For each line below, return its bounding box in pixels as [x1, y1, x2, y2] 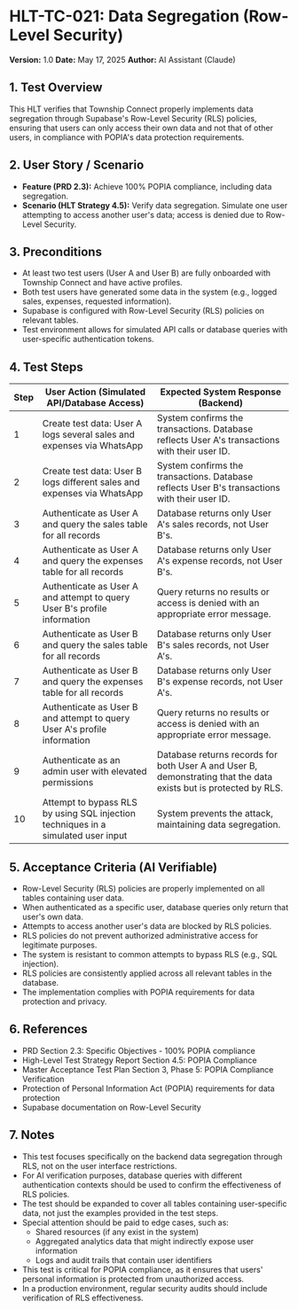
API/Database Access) [46, 397, 145, 409]
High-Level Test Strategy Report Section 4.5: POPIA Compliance [21, 1055, 257, 1065]
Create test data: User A [42, 417, 143, 430]
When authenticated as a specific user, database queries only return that [21, 902, 289, 912]
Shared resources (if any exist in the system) [35, 1226, 200, 1237]
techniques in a [42, 818, 106, 830]
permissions [42, 776, 94, 789]
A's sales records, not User [156, 519, 269, 531]
